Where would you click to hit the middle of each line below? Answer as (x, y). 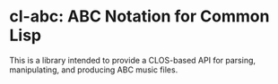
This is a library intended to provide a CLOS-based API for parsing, (133, 60)
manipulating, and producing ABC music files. (94, 70)
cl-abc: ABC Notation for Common (139, 17)
